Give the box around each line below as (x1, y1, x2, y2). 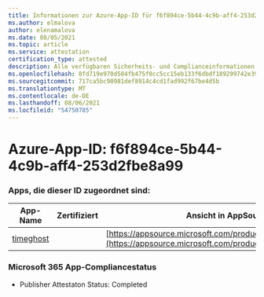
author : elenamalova (8, 26, 76, 34)
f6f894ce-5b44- (109, 141, 222, 158)
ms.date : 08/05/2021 (8, 33, 76, 42)
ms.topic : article (8, 41, 68, 49)
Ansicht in (185, 210, 225, 221)
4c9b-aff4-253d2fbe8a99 (8, 157, 184, 175)
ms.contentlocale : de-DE (8, 92, 90, 100)
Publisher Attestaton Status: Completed (19, 280, 148, 289)
